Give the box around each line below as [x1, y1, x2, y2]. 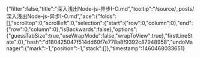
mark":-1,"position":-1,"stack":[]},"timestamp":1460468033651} [29, 45, 185, 52]
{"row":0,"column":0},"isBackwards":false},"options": [6, 26, 138, 33]
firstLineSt [167, 32, 193, 39]
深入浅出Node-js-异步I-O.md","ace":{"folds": [6, 13, 117, 20]
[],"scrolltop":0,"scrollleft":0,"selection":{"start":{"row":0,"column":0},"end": [6, 20, 193, 26]
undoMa [172, 38, 193, 45]
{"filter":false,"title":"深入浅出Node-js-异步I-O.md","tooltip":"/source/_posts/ [6, 5, 195, 12]
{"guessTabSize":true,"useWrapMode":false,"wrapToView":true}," [6, 32, 168, 39]
